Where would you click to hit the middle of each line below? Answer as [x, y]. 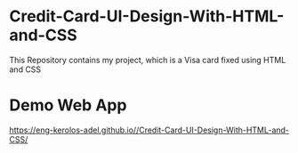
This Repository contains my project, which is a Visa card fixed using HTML [148, 60]
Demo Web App [68, 105]
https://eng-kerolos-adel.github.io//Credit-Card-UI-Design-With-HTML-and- [149, 130]
